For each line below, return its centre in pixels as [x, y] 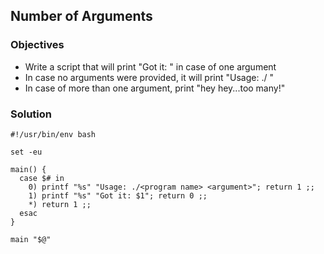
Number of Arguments [81, 16]
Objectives [37, 45]
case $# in [42, 178]
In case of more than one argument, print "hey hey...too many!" [155, 88]
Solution [31, 114]
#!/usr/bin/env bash [53, 134]
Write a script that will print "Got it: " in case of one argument [150, 66]
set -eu [26, 152]
